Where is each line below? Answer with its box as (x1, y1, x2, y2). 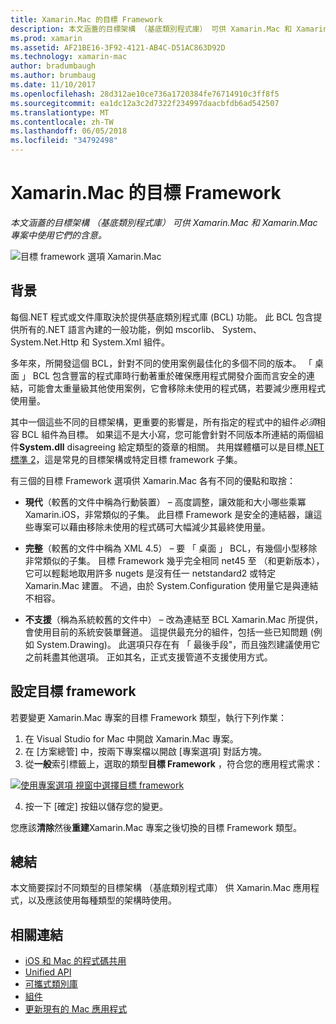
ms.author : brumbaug (10, 71, 97, 81)
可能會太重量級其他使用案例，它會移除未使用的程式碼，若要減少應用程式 (27, 382, 326, 394)
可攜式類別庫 (24, 978, 78, 990)
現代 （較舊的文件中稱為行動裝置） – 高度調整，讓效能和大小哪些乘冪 (24, 496, 307, 508)
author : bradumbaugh (10, 61, 97, 71)
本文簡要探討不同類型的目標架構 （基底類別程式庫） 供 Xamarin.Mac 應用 (10, 882, 312, 894)
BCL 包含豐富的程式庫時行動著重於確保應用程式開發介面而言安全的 (32, 369, 307, 381)
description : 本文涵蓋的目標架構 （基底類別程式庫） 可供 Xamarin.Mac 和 (10, 24, 293, 34)
